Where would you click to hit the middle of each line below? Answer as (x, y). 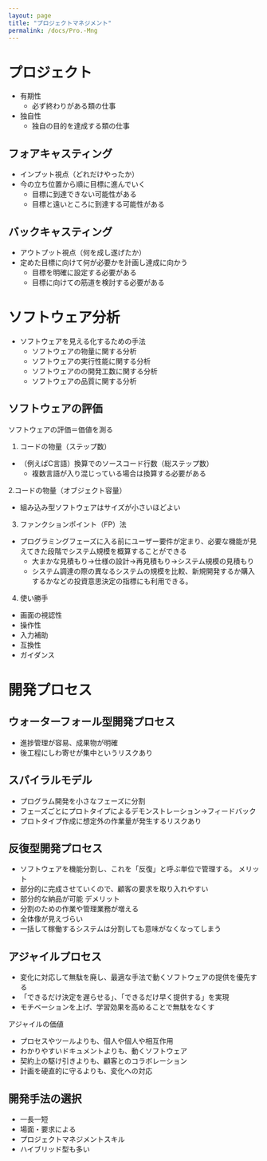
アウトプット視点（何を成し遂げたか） (82, 252)
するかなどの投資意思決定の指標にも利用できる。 (112, 581)
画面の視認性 (41, 614)
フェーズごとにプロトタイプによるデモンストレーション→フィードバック (138, 811)
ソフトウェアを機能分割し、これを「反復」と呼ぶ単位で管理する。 (128, 869)
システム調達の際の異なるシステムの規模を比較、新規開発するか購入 (143, 571)
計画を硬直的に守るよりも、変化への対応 (86, 1071)
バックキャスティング (61, 232)
